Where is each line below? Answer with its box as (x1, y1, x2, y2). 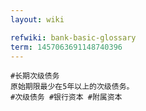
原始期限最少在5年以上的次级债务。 (10, 82, 135, 92)
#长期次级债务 (10, 71, 60, 81)
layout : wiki (10, 14, 65, 25)
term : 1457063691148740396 (10, 42, 123, 52)
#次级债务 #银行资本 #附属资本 (10, 92, 123, 103)
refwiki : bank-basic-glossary (10, 32, 137, 43)
